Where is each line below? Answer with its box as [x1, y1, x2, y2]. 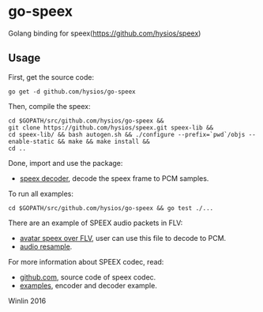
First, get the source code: [8, 72, 95, 81]
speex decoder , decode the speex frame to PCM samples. [19, 173, 209, 183]
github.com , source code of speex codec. [19, 272, 156, 282]
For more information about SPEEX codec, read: [8, 257, 164, 266]
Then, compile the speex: [8, 101, 91, 111]
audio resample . [19, 242, 73, 251]
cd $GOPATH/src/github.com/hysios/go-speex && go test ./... [8, 204, 214, 212]
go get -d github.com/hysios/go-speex [8, 88, 136, 96]
